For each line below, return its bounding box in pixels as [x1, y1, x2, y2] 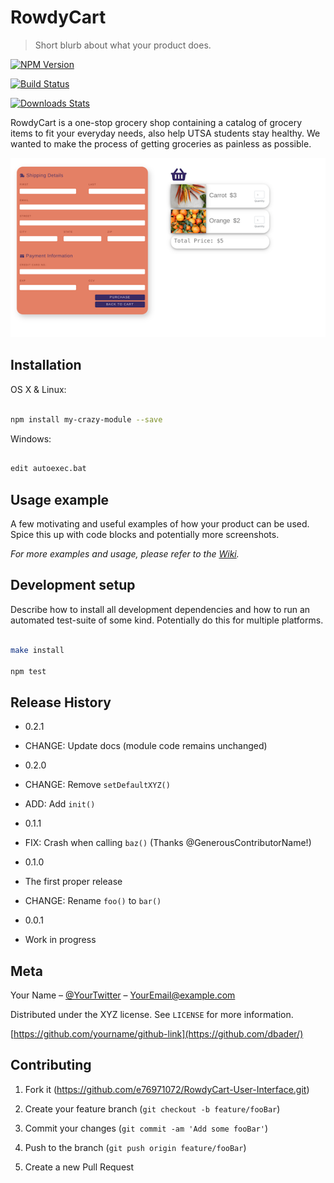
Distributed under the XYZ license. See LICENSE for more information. [10, 1009, 294, 1020]
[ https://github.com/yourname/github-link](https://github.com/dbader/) [10, 1028, 304, 1040]
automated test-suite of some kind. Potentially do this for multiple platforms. [10, 614, 324, 626]
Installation [10, 357, 82, 374]
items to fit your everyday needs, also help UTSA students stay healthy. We [10, 127, 321, 139]
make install [10, 645, 65, 655]
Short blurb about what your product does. [34, 39, 212, 51]
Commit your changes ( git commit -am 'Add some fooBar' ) [24, 1122, 269, 1134]
